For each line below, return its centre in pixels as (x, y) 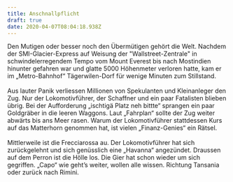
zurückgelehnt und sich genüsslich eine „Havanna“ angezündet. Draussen (114, 150)
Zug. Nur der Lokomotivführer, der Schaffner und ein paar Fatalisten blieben (117, 98)
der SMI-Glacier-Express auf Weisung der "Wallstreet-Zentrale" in (102, 54)
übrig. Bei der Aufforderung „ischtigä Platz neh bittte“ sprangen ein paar (111, 106)
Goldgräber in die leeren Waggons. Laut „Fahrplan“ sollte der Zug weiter (111, 113)
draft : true (24, 20)
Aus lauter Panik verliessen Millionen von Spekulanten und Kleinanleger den (116, 91)
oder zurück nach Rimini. (43, 172)
